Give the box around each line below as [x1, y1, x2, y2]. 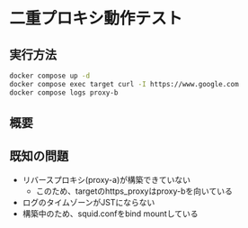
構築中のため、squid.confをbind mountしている [22, 208, 199, 219]
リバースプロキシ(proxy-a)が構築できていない [22, 174, 191, 185]
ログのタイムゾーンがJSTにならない [22, 196, 155, 207]
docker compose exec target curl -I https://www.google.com [9, 79, 240, 88]
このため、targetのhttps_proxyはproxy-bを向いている [35, 186, 234, 196]
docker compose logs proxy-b [9, 87, 119, 97]
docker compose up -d [9, 71, 91, 80]
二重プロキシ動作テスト [9, 8, 183, 29]
